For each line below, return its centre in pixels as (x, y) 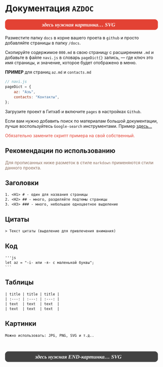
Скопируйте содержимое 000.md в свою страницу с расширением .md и (79, 52)
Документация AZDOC (49, 9)
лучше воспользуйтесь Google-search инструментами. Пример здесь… (79, 126)
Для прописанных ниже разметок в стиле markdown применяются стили (79, 162)
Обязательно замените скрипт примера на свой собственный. (70, 135)
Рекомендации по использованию (60, 151)
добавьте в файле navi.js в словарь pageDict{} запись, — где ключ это (79, 58)
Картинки (21, 324)
